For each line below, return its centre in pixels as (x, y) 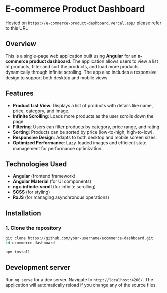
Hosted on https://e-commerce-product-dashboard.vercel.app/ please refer (83, 23)
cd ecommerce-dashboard (30, 243)
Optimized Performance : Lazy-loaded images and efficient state (79, 143)
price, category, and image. (41, 111)
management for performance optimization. (57, 148)
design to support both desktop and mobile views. (57, 77)
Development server (38, 268)
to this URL (17, 28)
